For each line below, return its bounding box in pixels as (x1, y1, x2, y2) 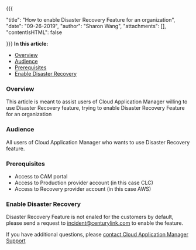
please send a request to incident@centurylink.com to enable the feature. (6, 219, 184, 227)
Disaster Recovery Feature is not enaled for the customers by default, (6, 214, 174, 221)
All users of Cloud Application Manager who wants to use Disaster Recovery (6, 138, 190, 146)
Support (6, 237, 26, 244)
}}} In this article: (6, 40, 49, 47)
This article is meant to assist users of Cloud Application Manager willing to (6, 98, 188, 105)
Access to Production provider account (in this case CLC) (14, 179, 154, 186)
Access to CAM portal (14, 173, 68, 180)
